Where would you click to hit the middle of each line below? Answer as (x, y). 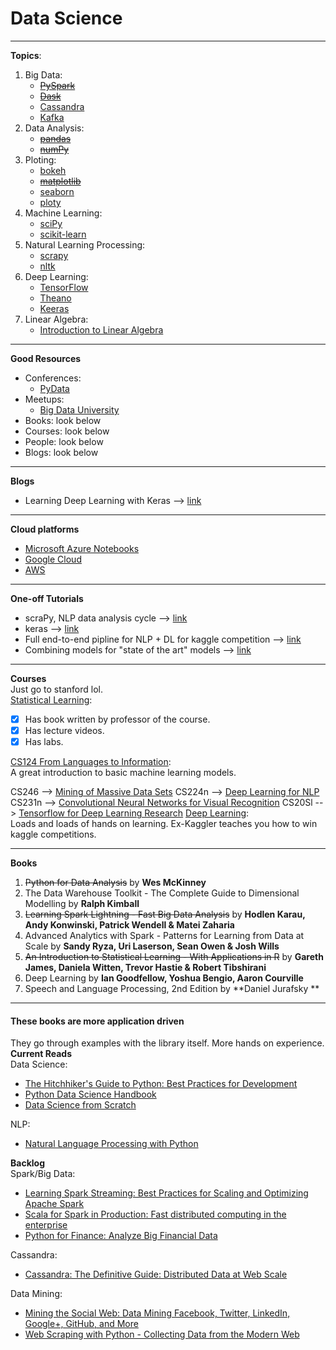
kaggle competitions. (53, 834)
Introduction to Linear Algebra (101, 329)
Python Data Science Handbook (90, 1094)
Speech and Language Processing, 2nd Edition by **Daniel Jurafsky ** (172, 989)
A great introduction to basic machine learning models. (123, 773)
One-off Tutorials (47, 598)
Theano (55, 298)
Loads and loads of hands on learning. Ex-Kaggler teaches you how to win (164, 824)
